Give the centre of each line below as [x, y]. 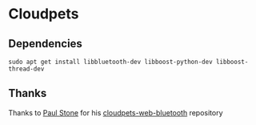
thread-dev [26, 69]
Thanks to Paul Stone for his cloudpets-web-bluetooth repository [116, 112]
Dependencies [45, 44]
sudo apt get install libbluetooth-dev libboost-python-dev [111, 62]
